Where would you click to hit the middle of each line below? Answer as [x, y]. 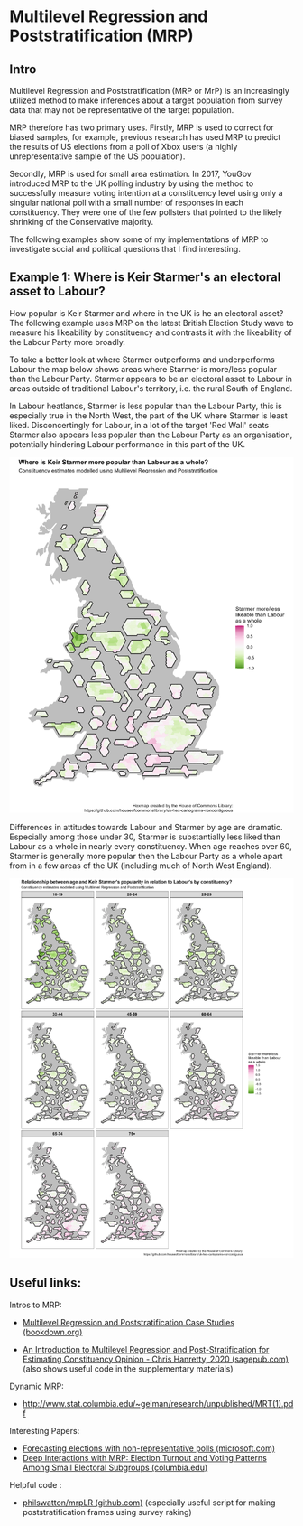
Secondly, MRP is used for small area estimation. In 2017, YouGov [131, 174]
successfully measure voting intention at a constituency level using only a [146, 193]
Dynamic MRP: [37, 1386]
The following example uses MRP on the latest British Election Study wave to [151, 323]
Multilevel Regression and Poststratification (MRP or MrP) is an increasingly [150, 91]
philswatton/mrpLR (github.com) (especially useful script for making [149, 1503]
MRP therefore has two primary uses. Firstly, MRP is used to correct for [142, 127]
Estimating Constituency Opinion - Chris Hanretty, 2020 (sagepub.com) [155, 1359]
